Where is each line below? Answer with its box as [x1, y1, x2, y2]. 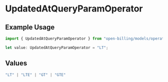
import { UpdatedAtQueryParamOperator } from [5, 36, 101, 41]
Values [5, 59, 27, 67]
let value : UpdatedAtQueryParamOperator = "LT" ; [5, 45, 108, 50]
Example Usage [5, 23, 55, 31]
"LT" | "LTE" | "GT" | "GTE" [5, 72, 66, 77]
